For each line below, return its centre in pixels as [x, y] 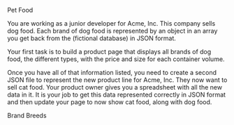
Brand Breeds [27, 115]
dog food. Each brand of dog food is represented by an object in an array [112, 31]
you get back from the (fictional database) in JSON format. [92, 38]
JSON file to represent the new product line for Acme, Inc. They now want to [117, 80]
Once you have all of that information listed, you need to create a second [112, 73]
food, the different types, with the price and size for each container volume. [116, 59]
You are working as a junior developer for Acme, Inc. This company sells [111, 23]
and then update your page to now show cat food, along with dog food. [110, 102]
